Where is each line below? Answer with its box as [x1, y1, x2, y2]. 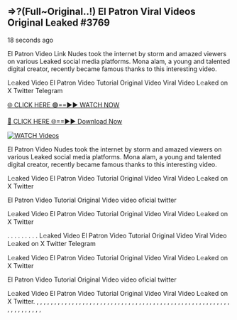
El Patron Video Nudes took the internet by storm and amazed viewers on [7, 145, 222, 154]
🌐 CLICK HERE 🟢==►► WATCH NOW [7, 100, 120, 109]
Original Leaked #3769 [7, 17, 110, 29]
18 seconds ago [7, 36, 54, 44]
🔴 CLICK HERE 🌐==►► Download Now [7, 117, 123, 125]
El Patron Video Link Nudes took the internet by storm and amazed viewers [7, 49, 227, 58]
